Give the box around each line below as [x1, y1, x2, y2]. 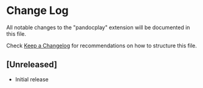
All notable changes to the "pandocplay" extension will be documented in [6, 24, 190, 31]
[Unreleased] [6, 59, 58, 70]
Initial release [15, 75, 49, 83]
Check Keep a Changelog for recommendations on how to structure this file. [6, 42, 198, 49]
